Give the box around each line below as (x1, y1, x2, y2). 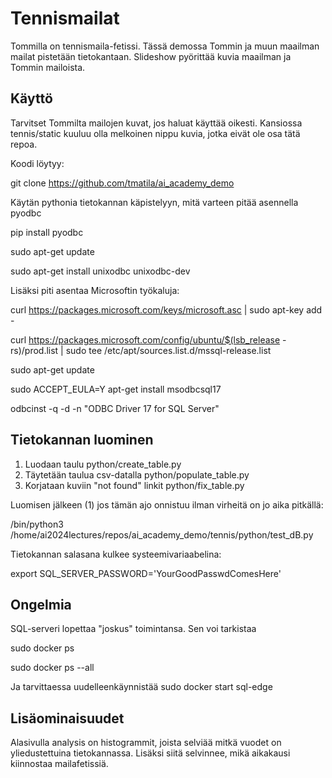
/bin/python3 (10, 518, 64, 530)
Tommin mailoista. (10, 61, 86, 73)
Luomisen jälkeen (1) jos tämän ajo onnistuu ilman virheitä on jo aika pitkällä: (10, 498, 324, 511)
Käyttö (10, 90, 53, 107)
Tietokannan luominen (10, 432, 154, 449)
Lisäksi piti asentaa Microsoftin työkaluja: (10, 284, 180, 296)
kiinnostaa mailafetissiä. (10, 758, 109, 770)
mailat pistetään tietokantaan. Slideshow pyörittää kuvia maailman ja (10, 50, 292, 62)
